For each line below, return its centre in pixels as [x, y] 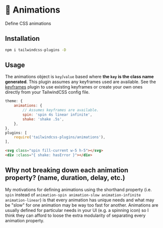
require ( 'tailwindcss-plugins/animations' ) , [60, 137]
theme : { [14, 101]
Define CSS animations [28, 23]
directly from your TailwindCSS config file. [47, 92]
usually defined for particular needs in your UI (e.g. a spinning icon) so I [77, 210]
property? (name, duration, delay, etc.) [65, 178]
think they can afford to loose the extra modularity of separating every [75, 215]
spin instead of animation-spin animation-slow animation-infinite [73, 194]
